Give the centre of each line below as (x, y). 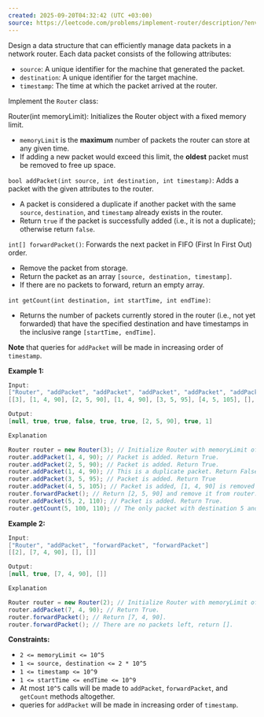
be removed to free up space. (68, 165)
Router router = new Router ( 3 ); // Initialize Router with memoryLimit (128, 450)
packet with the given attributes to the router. (81, 188)
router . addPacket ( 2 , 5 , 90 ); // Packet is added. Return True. (114, 464)
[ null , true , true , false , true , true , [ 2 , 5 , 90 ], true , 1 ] (110, 422)
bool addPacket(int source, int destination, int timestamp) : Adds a (124, 180)
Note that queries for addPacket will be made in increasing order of (116, 347)
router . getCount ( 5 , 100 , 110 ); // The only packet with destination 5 (126, 508)
